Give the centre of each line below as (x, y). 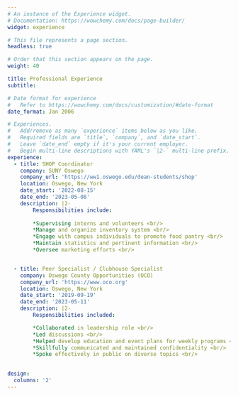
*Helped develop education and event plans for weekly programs (130, 341)
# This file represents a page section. (68, 40)
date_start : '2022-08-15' (58, 190)
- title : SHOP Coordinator (53, 164)
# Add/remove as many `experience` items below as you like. (103, 131)
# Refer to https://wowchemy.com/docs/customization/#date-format (110, 105)
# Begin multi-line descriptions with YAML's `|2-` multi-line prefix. (119, 151)
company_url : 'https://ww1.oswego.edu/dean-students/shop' (109, 177)
